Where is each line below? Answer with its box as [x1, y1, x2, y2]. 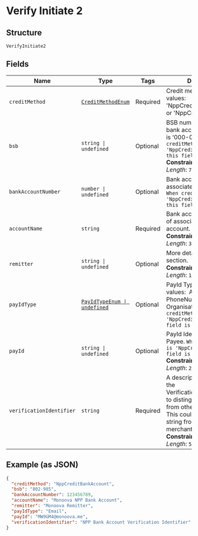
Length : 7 [166, 165, 192, 173]
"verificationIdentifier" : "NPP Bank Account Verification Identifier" [11, 519, 192, 525]
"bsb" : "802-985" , [11, 486, 57, 492]
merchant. [166, 425, 194, 433]
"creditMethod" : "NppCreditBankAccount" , [11, 481, 115, 487]
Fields [6, 59, 29, 69]
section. [166, 256, 189, 264]
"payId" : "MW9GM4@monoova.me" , [11, 514, 88, 519]
